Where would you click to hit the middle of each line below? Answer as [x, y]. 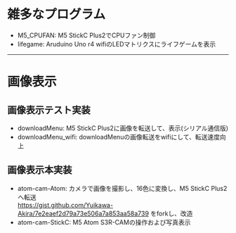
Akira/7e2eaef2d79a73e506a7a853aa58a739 [83, 213]
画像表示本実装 [40, 170]
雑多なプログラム [57, 14]
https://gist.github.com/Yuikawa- [65, 205]
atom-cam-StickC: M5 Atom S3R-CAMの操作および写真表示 [104, 222]
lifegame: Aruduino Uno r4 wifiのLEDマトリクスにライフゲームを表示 [117, 44]
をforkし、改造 [172, 213]
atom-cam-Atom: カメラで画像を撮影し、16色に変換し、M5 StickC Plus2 [122, 188]
